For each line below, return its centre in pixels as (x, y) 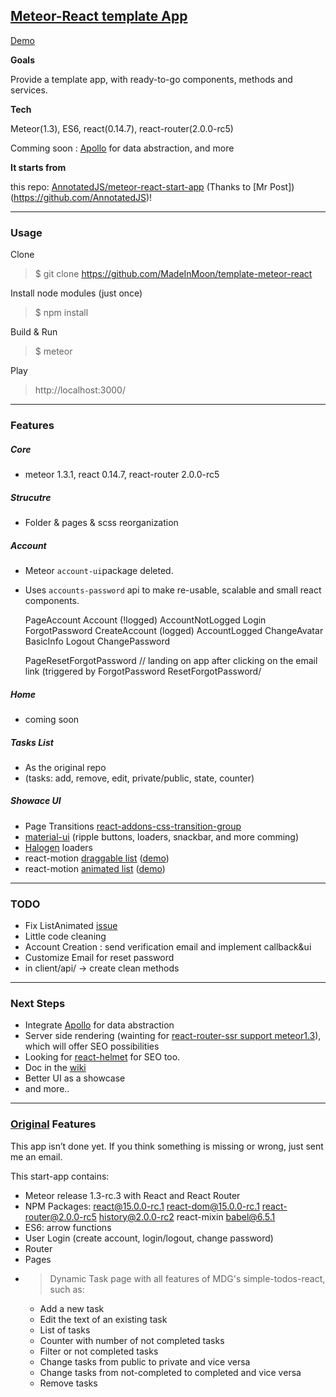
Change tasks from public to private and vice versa (145, 1361)
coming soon (52, 719)
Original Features (53, 1124)
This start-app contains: (60, 1176)
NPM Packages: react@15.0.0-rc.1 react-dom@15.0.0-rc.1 (142, 1206)
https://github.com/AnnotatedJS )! (83, 197)
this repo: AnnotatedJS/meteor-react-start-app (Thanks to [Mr (139, 186)
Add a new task (72, 1308)
